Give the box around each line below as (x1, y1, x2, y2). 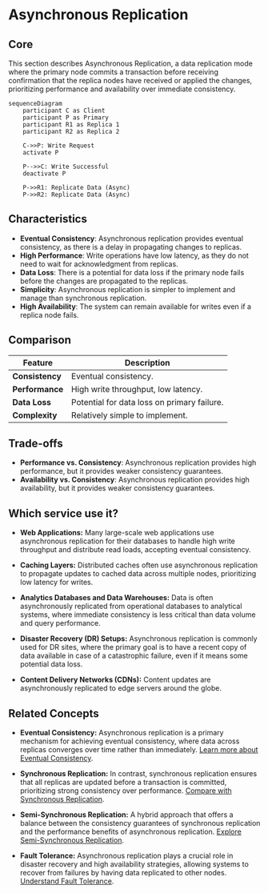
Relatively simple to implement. (70, 410, 188, 421)
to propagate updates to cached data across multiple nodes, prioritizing (19, 569, 257, 579)
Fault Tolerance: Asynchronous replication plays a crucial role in (19, 851, 234, 861)
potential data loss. (19, 659, 83, 669)
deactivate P (22, 170, 66, 178)
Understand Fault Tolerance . (19, 876, 114, 886)
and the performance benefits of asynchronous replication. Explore (19, 827, 242, 837)
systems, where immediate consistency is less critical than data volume (19, 610, 256, 619)
